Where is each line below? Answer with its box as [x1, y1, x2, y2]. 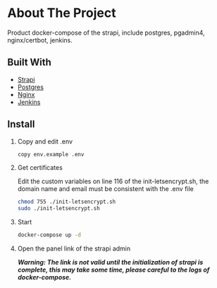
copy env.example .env [17, 151, 85, 158]
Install [7, 118, 35, 130]
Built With [7, 57, 51, 69]
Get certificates [17, 163, 63, 172]
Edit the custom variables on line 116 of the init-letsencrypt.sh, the [17, 177, 209, 185]
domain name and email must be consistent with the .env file [17, 185, 194, 193]
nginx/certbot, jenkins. [7, 35, 73, 44]
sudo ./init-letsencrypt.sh [17, 205, 100, 212]
